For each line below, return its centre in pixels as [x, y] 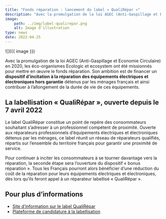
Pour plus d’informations [44, 195]
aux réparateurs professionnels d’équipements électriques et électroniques [82, 132]
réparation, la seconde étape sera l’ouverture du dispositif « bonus [73, 163]
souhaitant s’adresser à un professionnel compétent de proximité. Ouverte [81, 127]
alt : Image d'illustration [42, 28]
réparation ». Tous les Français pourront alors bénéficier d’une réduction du [82, 168]
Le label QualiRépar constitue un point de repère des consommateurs [76, 122]
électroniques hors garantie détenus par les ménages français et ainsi [77, 81]
